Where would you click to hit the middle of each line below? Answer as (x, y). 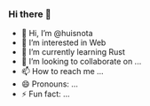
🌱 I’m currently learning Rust (73, 52)
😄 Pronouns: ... (50, 84)
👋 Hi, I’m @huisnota (57, 34)
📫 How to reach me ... (62, 72)
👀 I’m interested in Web (63, 42)
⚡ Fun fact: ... (45, 94)
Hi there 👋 (30, 14)
